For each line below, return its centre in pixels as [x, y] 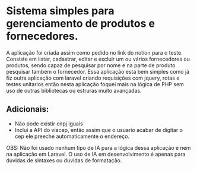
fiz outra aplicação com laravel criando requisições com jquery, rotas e [93, 78]
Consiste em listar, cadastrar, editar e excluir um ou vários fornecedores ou [98, 59]
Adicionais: [28, 109]
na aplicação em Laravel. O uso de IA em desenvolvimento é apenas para [96, 154]
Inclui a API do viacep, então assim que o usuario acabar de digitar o [99, 130]
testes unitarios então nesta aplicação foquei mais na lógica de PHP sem [95, 84]
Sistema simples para [60, 11]
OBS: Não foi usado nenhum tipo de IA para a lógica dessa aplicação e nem [99, 147]
